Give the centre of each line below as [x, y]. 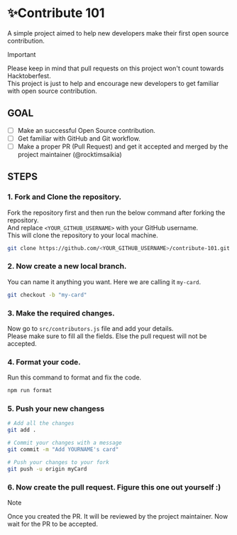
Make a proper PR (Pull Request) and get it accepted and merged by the [123, 146]
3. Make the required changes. [61, 313]
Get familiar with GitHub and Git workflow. [79, 138]
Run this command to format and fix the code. [75, 377]
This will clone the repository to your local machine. [83, 235]
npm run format [30, 391]
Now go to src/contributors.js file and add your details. [90, 328]
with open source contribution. [52, 91]
